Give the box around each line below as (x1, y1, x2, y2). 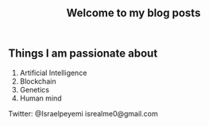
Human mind (19, 93, 62, 103)
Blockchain (19, 76, 56, 86)
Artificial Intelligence (19, 68, 87, 77)
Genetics (19, 85, 50, 94)
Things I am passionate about (8, 47, 158, 61)
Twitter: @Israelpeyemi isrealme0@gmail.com (8, 108, 158, 118)
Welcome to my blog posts (66, 6, 201, 20)
